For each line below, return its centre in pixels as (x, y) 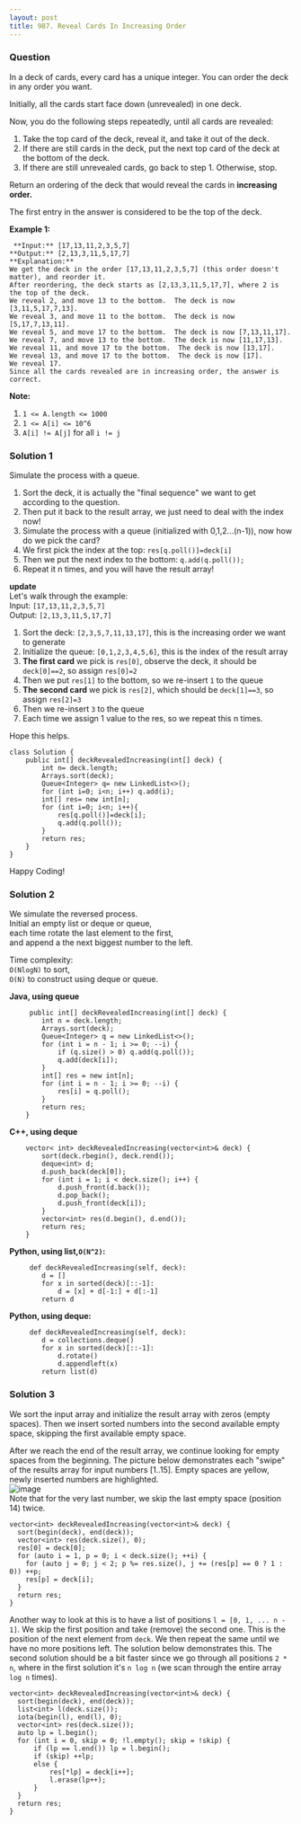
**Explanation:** (42, 261)
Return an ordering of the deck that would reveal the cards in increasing (143, 184)
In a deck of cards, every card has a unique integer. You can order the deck (149, 76)
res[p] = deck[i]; (60, 1579)
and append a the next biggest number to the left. (101, 943)
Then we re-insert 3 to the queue (83, 709)
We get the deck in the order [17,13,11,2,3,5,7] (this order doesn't (144, 269)
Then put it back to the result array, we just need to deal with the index (153, 512)
